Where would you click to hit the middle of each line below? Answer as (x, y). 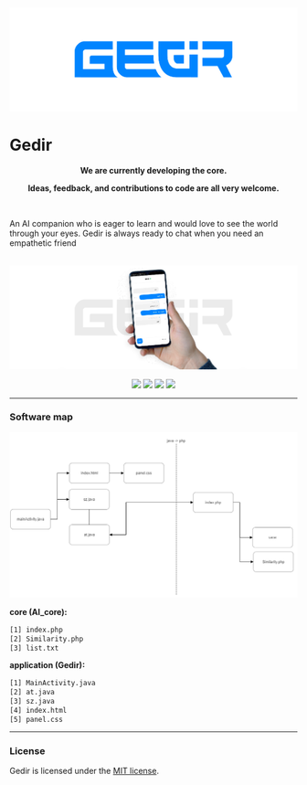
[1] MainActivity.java (53, 683)
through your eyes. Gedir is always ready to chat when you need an (137, 233)
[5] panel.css (37, 719)
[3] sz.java (32, 701)
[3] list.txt (34, 648)
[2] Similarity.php (47, 639)
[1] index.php (37, 630)
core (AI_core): (38, 611)
